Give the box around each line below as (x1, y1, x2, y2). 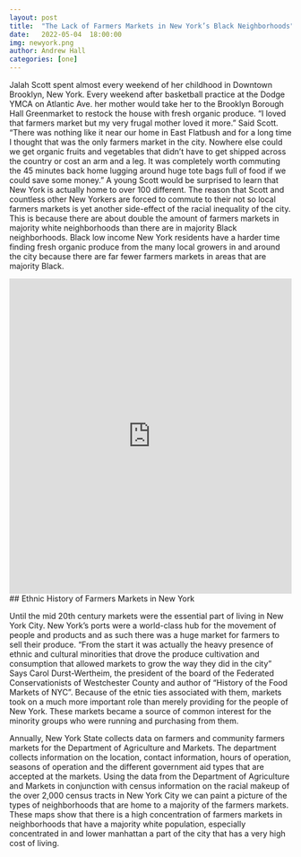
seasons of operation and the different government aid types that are (9, 762, 264, 772)
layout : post (9, 13, 58, 22)
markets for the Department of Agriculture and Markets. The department (9, 742, 277, 753)
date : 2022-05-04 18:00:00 (9, 30, 123, 39)
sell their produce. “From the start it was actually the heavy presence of (9, 639, 274, 650)
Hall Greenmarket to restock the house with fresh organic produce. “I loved (9, 109, 287, 118)
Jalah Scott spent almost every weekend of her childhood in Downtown (9, 80, 273, 90)
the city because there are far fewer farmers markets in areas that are (9, 251, 267, 261)
